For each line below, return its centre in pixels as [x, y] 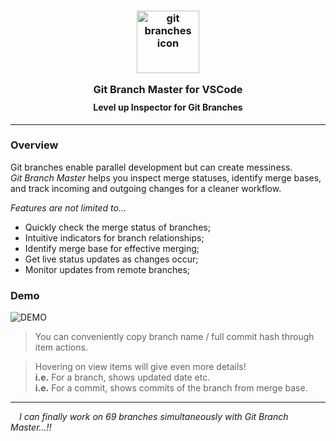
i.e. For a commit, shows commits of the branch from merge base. [171, 388]
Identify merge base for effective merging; [112, 248]
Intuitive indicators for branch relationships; [114, 237]
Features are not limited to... [68, 207]
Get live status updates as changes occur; [111, 259]
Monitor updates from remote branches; [107, 269]
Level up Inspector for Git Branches [168, 107]
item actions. [61, 347]
